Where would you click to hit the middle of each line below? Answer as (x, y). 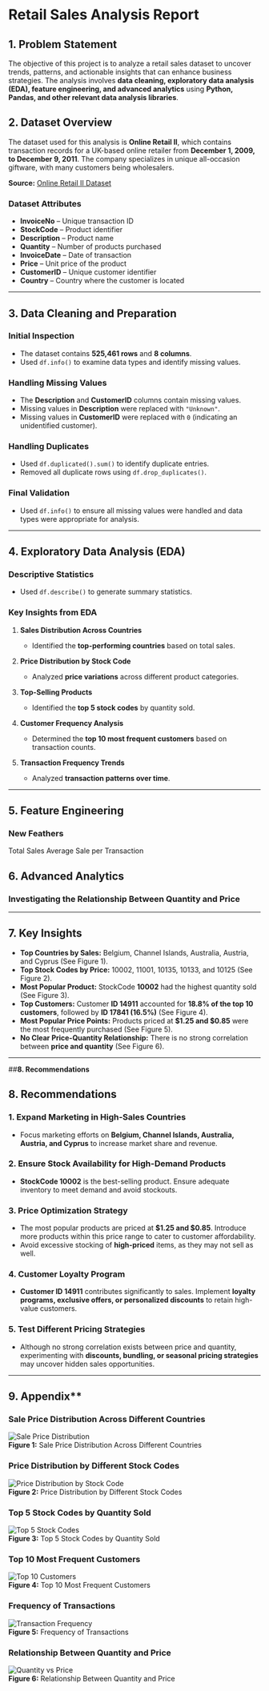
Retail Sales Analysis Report (104, 15)
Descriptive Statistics (51, 574)
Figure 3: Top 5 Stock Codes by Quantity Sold (84, 1539)
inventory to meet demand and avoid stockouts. (98, 1189)
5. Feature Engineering (66, 811)
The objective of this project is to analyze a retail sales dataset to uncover (130, 63)
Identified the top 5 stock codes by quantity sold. (113, 707)
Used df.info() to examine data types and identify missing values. (130, 362)
